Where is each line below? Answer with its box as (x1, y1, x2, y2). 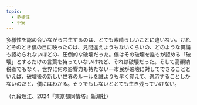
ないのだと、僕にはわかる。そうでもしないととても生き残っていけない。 (6, 80, 180, 87)
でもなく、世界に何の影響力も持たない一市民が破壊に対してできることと (16, 66, 191, 73)
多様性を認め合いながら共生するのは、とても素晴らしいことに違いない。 (6, 36, 181, 43)
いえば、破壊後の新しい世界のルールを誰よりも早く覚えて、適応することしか (6, 73, 191, 80)
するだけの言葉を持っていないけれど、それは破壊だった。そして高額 (21, 58, 185, 65)
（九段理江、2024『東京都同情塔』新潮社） (6, 93, 111, 100)
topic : (6, 8, 22, 15)
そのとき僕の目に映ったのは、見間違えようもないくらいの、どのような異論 (11, 43, 191, 50)
